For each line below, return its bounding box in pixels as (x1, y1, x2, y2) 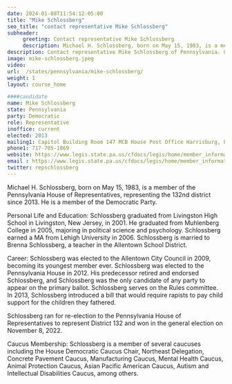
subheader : (7, 29, 39, 37)
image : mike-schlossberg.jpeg (7, 55, 95, 62)
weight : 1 (7, 74, 36, 82)
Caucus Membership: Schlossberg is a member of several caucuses (7, 340, 202, 348)
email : (7, 158, 30, 165)
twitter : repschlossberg (7, 164, 79, 171)
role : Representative (7, 119, 70, 126)
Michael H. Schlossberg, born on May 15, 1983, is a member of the (7, 183, 196, 191)
